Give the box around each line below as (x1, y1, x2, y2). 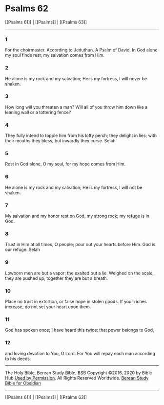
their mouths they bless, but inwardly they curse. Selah (5, 138, 116, 144)
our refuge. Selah (5, 247, 40, 252)
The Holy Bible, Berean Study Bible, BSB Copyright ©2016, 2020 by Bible (5, 370, 152, 376)
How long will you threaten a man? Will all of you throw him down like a (5, 104, 148, 110)
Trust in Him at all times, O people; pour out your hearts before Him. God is (5, 242, 156, 247)
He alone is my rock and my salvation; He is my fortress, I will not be (5, 184, 143, 190)
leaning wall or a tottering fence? (5, 109, 71, 115)
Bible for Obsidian (5, 380, 41, 386)
